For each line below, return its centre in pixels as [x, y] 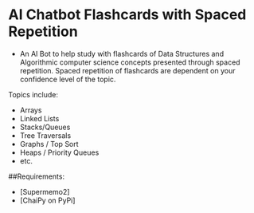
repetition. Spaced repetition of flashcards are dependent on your [127, 70]
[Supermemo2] [45, 191]
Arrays [31, 110]
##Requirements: [37, 176]
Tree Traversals [45, 135]
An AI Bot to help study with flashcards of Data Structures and [122, 53]
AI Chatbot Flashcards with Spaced [127, 15]
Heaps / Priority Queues [59, 152]
